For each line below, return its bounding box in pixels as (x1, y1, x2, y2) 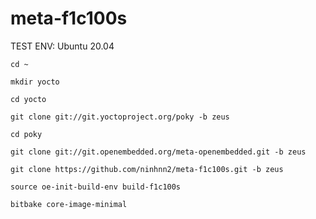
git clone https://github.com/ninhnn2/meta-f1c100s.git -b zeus (10, 164, 284, 174)
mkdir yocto (10, 77, 60, 87)
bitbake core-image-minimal (10, 199, 128, 209)
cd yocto (10, 94, 47, 104)
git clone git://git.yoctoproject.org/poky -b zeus (10, 112, 230, 122)
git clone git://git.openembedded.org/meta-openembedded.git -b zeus (10, 147, 307, 157)
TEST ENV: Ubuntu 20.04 (10, 40, 115, 52)
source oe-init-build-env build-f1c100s (10, 182, 182, 192)
